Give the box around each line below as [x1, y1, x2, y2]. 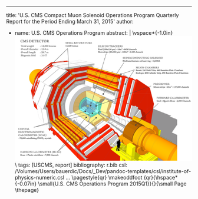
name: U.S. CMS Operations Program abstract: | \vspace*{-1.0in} [14, 29, 173, 36]
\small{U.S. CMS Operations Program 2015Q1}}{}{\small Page [38, 180, 187, 187]
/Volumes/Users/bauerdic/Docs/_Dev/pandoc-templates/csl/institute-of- [14, 168, 192, 175]
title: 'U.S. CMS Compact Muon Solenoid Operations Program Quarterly [6, 12, 179, 18]
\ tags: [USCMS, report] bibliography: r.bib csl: [14, 161, 128, 168]
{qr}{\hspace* [143, 174, 178, 181]
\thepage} [14, 187, 39, 194]
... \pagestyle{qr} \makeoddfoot [65, 174, 143, 181]
